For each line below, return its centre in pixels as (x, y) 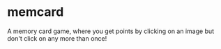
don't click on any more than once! (57, 38)
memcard (36, 12)
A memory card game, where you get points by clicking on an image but (111, 31)
